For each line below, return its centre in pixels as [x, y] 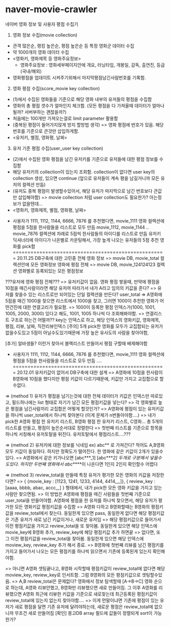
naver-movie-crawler [51, 9]
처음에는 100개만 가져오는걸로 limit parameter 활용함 [65, 118]
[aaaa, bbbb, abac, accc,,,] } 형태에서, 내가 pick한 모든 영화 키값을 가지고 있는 [84, 487]
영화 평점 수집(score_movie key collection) [56, 88]
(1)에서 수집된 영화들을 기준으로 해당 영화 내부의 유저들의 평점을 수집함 [82, 99]
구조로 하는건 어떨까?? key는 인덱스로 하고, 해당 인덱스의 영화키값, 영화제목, [86, 320]
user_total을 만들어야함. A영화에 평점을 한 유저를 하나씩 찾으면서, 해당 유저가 [81, 500]
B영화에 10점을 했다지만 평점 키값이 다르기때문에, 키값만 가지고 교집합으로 [86, 378]
